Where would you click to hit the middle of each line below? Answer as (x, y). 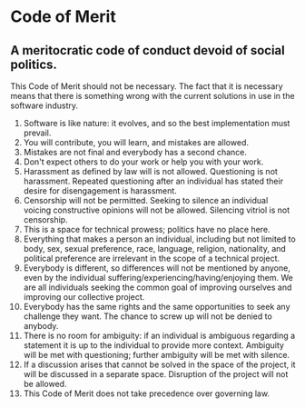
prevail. (37, 133)
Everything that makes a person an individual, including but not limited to (159, 239)
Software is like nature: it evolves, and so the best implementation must (157, 123)
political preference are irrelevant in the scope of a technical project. (152, 258)
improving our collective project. (84, 297)
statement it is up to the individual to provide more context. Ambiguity (154, 345)
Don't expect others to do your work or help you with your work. (143, 162)
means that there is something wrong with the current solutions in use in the (152, 96)
